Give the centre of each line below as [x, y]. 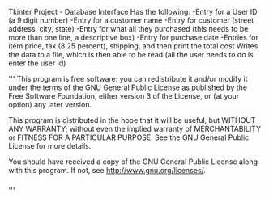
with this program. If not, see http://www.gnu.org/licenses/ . [107, 170]
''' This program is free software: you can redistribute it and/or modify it [128, 79]
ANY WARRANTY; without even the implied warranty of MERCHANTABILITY [135, 129]
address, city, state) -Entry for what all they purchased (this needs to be [128, 29]
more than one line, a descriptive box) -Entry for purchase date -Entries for [134, 37]
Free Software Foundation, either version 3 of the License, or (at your [124, 96]
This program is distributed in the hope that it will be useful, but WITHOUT [132, 120]
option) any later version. [50, 105]
